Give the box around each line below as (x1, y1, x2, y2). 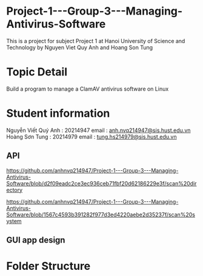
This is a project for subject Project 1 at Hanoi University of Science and (6, 37, 185, 44)
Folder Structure (6, 260, 91, 273)
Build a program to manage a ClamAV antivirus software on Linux (6, 85, 169, 92)
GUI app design (6, 235, 65, 246)
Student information (6, 106, 110, 120)
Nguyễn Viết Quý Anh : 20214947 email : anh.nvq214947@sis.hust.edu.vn (6, 126, 191, 134)
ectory (6, 186, 23, 193)
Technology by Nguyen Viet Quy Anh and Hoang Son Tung (6, 44, 153, 51)
